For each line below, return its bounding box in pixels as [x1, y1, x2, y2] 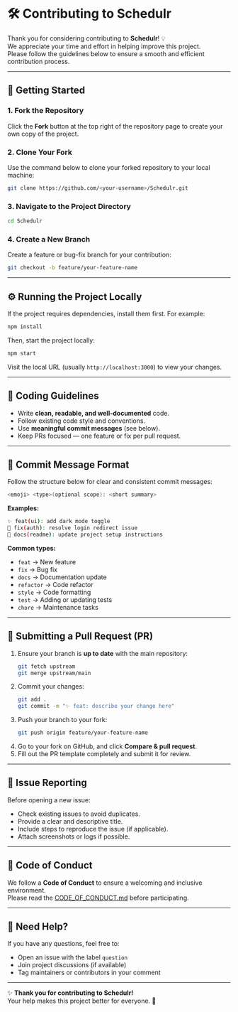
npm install [7, 323, 42, 330]
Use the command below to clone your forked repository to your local [7, 163, 210, 171]
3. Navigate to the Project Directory [7, 201, 131, 211]
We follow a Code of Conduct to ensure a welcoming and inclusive [7, 878, 203, 887]
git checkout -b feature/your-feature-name [7, 264, 138, 271]
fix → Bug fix [17, 565, 58, 574]
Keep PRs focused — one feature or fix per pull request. [17, 431, 181, 440]
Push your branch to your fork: [17, 716, 108, 724]
